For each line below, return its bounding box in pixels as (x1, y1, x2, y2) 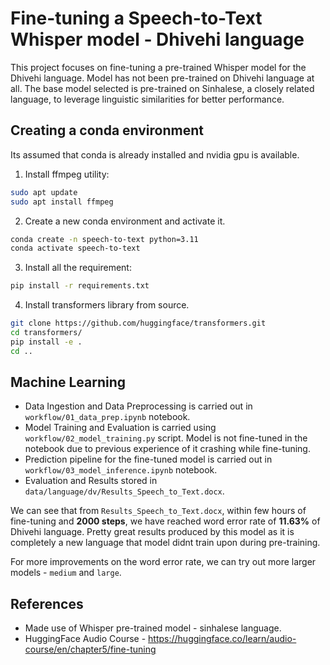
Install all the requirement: (24, 262, 132, 274)
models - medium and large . (10, 567, 122, 579)
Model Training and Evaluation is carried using (24, 422, 217, 434)
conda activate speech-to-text (10, 243, 141, 254)
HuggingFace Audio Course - (24, 633, 147, 645)
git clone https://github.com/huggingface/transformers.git (10, 318, 267, 329)
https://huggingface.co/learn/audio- (148, 633, 297, 645)
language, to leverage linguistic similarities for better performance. (10, 93, 285, 105)
